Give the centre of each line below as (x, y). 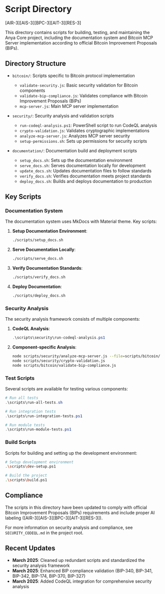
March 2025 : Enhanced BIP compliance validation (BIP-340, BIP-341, (82, 571)
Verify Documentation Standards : (47, 268)
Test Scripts (20, 378)
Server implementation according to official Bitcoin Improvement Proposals (81, 42)
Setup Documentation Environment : (50, 231)
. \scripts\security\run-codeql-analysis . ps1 (59, 338)
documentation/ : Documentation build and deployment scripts (74, 150)
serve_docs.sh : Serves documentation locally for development (83, 165)
